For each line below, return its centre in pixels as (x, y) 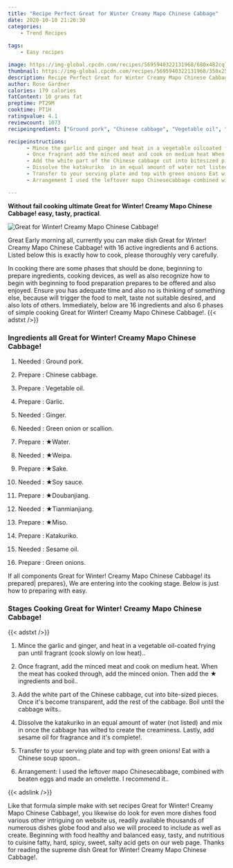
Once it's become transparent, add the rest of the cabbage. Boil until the (121, 702)
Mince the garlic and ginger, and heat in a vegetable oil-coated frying (116, 646)
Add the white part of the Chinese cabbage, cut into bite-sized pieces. (118, 695)
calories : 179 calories (42, 91)
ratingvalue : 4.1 (33, 116)
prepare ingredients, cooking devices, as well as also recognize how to (109, 275)
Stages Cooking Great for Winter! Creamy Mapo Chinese (105, 608)
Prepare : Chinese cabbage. (58, 374)
